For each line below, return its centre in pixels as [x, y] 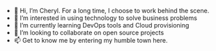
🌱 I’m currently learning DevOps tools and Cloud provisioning [101, 25]
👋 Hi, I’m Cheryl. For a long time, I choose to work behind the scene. [111, 11]
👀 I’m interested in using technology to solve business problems [105, 18]
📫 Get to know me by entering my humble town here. [91, 40]
